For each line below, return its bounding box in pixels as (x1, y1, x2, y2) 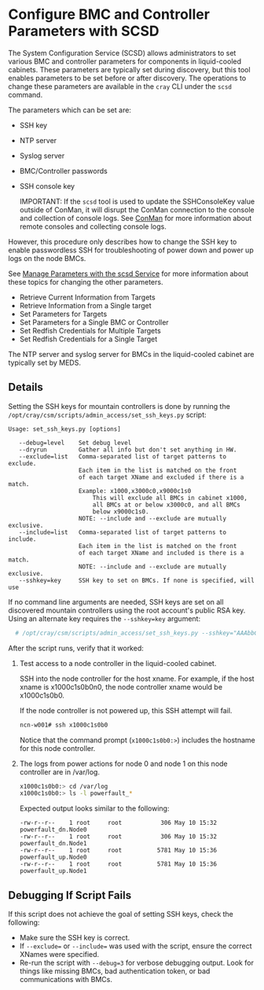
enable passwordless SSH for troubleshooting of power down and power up (8, 245, 254, 255)
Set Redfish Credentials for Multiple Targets (19, 326, 161, 335)
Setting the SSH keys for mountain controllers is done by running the (8, 401, 230, 410)
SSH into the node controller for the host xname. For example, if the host (19, 674, 255, 683)
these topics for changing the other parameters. (8, 277, 163, 286)
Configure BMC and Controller (8, 6, 211, 24)
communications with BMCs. (19, 975, 112, 984)
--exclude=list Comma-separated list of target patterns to (18, 452, 226, 461)
